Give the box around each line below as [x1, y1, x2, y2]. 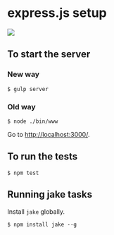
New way [7, 69, 40, 79]
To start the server [7, 48, 91, 61]
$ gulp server [7, 85, 49, 92]
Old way [7, 102, 37, 112]
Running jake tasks [7, 188, 93, 200]
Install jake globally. [7, 207, 65, 216]
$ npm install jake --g [7, 221, 77, 228]
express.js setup [7, 5, 107, 21]
